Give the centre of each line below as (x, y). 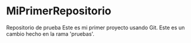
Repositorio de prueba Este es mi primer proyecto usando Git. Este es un (95, 27)
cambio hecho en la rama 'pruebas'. (50, 33)
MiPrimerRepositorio (59, 11)
